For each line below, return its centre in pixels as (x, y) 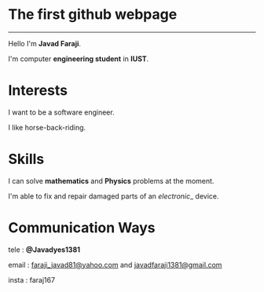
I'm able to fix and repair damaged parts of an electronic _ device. (114, 196)
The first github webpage (93, 15)
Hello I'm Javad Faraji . (44, 43)
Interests (38, 91)
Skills (26, 159)
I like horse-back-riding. (47, 127)
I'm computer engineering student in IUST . (79, 58)
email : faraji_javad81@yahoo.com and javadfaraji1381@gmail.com (115, 265)
